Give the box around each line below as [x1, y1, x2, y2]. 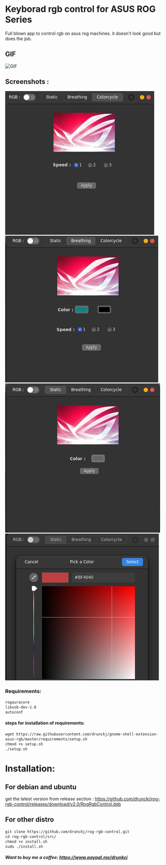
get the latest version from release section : [5, 796, 94, 802]
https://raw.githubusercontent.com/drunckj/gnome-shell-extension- [16, 732, 159, 737]
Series [5, 14, 32, 25]
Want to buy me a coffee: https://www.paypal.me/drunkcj [5, 855, 128, 861]
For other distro [5, 815, 55, 824]
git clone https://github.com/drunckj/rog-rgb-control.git [5, 829, 130, 834]
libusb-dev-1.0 [5, 704, 37, 709]
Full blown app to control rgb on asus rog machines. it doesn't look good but [5, 30, 161, 36]
